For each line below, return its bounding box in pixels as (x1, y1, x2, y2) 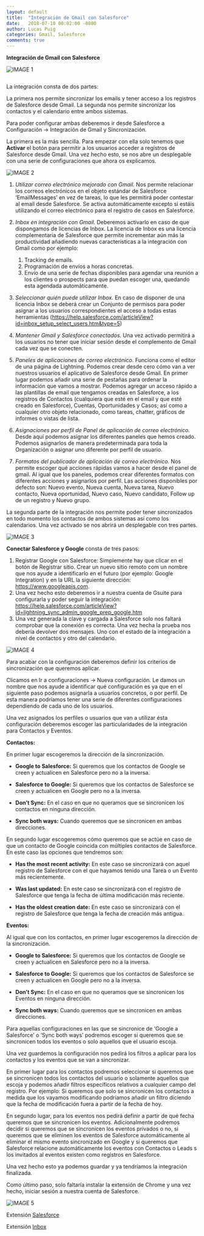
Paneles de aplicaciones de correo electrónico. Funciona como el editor (15, 357, 196, 363)
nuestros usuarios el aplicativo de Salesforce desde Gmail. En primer (15, 369, 188, 377)
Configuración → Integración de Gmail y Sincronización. (6, 126, 147, 133)
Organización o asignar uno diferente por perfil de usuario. (15, 446, 163, 453)
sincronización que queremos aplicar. (6, 665, 100, 672)
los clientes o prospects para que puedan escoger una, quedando (24, 275, 190, 283)
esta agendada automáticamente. (24, 282, 108, 289)
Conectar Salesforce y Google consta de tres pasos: (6, 545, 140, 552)
